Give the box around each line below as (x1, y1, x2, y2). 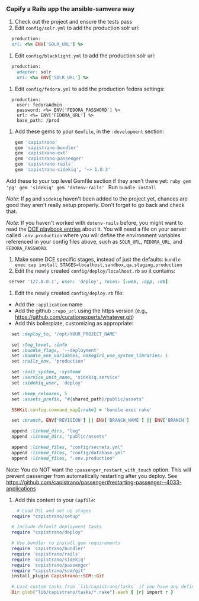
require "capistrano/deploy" (11, 529, 84, 535)
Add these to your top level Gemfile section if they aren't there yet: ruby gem (6, 177, 191, 185)
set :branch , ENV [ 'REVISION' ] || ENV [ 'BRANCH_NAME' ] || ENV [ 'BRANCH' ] (11, 418, 190, 424)
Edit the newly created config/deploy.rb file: (14, 289, 124, 296)
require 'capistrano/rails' (11, 551, 81, 557)
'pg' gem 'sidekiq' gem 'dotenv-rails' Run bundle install (6, 183, 157, 190)
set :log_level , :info (11, 342, 68, 348)
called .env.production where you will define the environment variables (6, 231, 181, 238)
